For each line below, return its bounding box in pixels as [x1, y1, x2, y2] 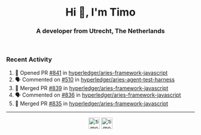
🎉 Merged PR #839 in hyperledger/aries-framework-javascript [14, 84, 169, 92]
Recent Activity [6, 55, 53, 64]
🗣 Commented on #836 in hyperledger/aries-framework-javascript [14, 91, 181, 98]
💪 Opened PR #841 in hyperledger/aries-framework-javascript [14, 69, 168, 76]
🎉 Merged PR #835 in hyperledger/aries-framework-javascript [14, 100, 169, 107]
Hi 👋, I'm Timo [65, 5, 136, 19]
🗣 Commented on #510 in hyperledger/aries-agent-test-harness [14, 76, 175, 83]
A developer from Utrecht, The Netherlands [36, 27, 165, 35]
